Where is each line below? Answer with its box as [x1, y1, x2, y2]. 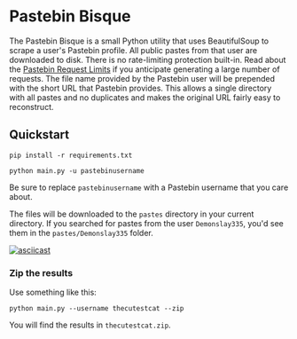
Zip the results [9, 266, 74, 279]
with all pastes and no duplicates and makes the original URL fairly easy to [9, 91, 281, 103]
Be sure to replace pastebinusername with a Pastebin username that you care [9, 182, 289, 193]
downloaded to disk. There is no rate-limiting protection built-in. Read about [9, 54, 286, 65]
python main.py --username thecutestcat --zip [9, 304, 184, 313]
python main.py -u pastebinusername [9, 166, 145, 175]
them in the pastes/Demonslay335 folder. [9, 227, 153, 238]
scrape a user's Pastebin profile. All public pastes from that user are [9, 44, 258, 55]
